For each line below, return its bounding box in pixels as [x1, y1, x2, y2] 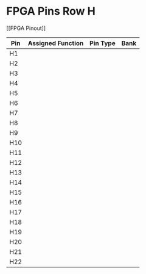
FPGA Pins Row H [6, 4, 96, 18]
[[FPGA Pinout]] [6, 24, 46, 32]
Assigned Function [27, 38, 84, 47]
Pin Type [89, 38, 116, 47]
